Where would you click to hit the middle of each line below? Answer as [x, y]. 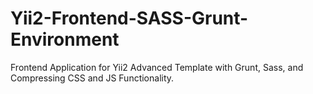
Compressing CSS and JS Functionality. [92, 78]
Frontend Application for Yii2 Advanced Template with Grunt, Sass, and [157, 67]
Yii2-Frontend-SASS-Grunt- [129, 18]
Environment [65, 39]
